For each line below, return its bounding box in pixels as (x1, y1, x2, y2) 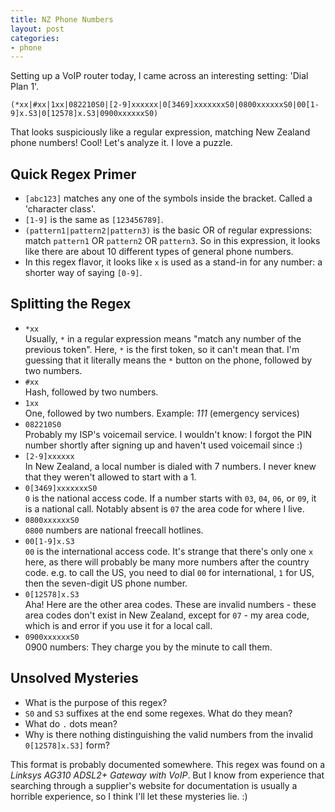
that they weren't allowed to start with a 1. (24, 471, 197, 483)
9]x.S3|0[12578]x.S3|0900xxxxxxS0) (10, 109, 159, 119)
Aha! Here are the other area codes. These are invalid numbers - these (24, 598, 317, 610)
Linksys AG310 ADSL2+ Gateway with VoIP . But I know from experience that (10, 769, 325, 781)
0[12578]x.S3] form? (24, 739, 110, 751)
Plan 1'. (10, 81, 40, 93)
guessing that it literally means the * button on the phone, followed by (24, 354, 313, 366)
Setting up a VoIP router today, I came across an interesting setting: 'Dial (10, 70, 309, 82)
